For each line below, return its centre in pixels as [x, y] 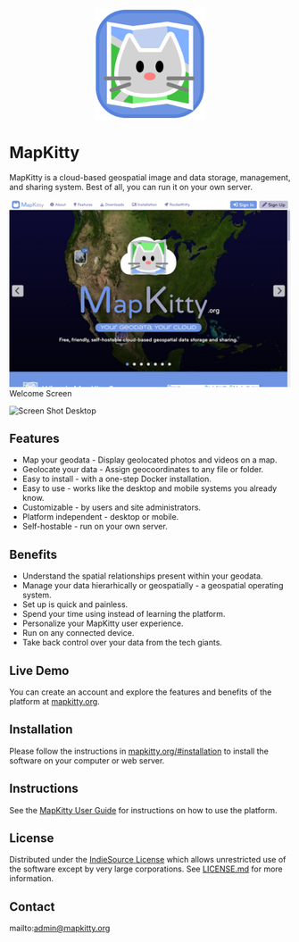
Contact [32, 907]
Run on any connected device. [78, 633]
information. [32, 879]
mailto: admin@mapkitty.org [60, 929]
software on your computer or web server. [87, 760]
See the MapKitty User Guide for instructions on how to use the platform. [143, 810]
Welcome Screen [41, 393]
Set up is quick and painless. [75, 604]
